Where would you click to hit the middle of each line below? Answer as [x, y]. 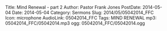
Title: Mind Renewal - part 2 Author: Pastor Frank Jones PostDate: [73, 7]
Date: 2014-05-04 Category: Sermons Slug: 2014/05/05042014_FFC [83, 12]
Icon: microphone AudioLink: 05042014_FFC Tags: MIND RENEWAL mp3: [81, 18]
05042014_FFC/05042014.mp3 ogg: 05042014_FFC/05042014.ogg [75, 23]
